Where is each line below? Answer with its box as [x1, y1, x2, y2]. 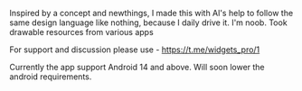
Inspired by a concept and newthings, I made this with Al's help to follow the [9, 8, 294, 18]
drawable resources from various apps [9, 27, 154, 37]
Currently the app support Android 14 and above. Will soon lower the [9, 62, 265, 72]
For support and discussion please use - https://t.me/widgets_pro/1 [9, 44, 260, 55]
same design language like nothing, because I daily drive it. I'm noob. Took [9, 17, 288, 28]
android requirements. [9, 71, 92, 82]
